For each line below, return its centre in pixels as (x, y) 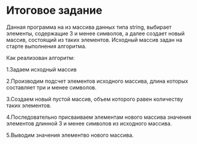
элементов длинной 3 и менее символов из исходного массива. (89, 123)
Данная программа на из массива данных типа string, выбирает (89, 27)
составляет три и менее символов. (52, 87)
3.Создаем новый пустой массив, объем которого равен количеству (95, 99)
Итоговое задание (54, 10)
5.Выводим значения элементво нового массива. (70, 135)
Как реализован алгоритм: (41, 58)
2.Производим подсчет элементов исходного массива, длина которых (97, 81)
